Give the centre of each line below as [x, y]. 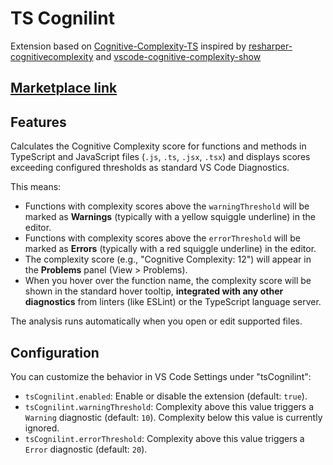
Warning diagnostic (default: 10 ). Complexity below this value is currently [173, 417]
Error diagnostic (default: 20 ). [86, 449]
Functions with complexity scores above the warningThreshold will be [167, 206]
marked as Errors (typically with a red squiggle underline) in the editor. [170, 249]
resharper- [270, 46]
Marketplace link [64, 88]
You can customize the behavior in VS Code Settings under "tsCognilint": [161, 376]
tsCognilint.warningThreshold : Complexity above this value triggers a [169, 406]
